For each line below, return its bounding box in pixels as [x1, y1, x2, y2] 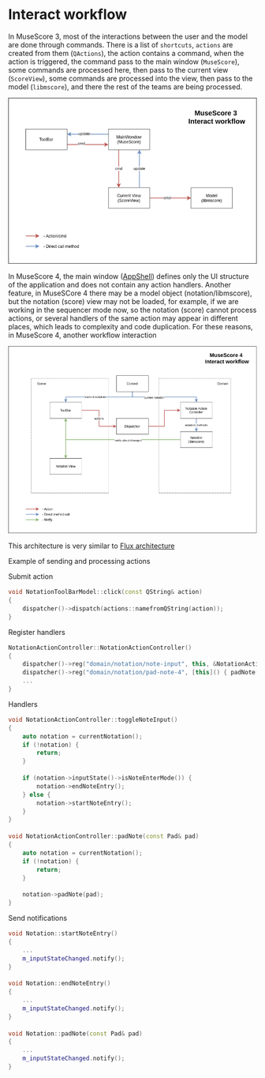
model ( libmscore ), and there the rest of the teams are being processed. [8, 81, 243, 92]
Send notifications [8, 914, 68, 923]
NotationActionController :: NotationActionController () [8, 644, 192, 652]
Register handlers [8, 627, 65, 637]
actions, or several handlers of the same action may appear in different [8, 314, 238, 323]
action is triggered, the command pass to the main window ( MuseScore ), [8, 57, 240, 66]
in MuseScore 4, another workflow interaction [8, 330, 157, 340]
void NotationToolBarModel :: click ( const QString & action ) [8, 588, 203, 596]
